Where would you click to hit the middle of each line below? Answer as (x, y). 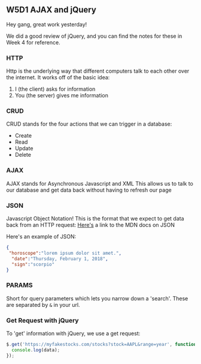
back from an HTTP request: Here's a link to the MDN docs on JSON (91, 225)
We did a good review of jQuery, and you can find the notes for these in (94, 36)
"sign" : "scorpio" (33, 264)
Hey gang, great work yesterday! (47, 24)
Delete (23, 155)
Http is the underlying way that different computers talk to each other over (98, 71)
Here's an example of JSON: (41, 236)
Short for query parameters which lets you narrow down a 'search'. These (97, 298)
